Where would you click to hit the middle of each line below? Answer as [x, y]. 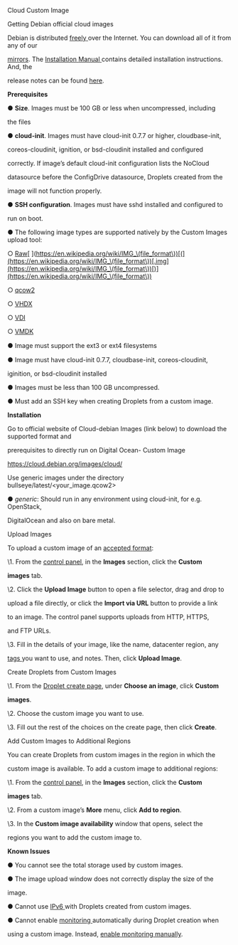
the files [19, 122]
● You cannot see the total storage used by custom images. [95, 865]
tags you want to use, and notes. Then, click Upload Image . [95, 658]
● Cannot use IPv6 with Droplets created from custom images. [99, 906]
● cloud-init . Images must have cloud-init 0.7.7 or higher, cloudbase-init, [114, 136]
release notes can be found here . [56, 80]
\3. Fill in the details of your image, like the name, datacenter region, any [113, 644]
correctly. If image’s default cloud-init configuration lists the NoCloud [108, 163]
